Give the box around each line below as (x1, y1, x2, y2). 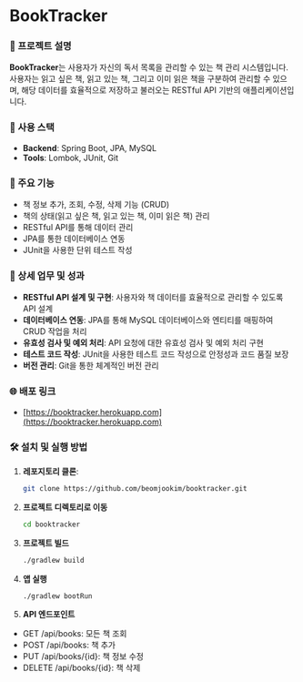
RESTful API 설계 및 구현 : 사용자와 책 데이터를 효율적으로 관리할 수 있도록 (22, 292, 284, 303)
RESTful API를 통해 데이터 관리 (22, 222, 134, 233)
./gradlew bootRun (22, 591, 93, 601)
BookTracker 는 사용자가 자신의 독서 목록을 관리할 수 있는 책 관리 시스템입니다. (9, 62, 289, 73)
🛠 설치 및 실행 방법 (9, 441, 88, 453)
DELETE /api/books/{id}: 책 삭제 (22, 662, 141, 674)
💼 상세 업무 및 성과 (9, 270, 85, 282)
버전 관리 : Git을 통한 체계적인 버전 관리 (22, 361, 159, 372)
